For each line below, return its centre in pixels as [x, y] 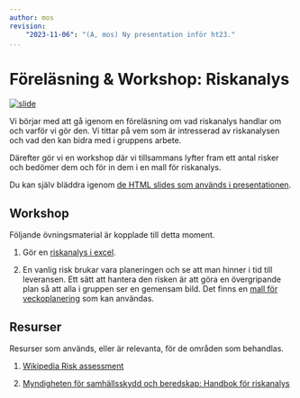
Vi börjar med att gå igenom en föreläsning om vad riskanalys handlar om [145, 122]
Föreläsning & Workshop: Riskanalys [150, 79]
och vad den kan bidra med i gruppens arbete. [95, 140]
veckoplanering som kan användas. [88, 299]
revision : [28, 26]
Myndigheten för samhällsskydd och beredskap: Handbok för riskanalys [156, 383]
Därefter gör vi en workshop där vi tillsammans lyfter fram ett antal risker [144, 158]
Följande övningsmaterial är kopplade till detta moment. [112, 235]
